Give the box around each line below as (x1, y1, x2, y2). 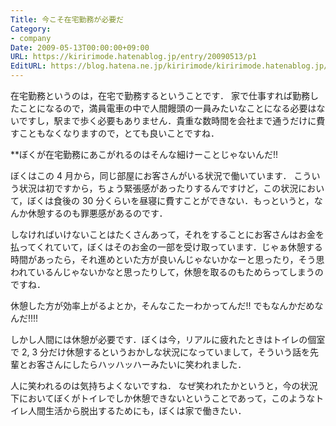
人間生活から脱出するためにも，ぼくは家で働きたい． (27, 405, 247, 416)
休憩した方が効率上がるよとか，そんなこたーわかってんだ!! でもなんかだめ (10, 300, 315, 311)
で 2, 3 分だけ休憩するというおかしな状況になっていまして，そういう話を (10, 346, 310, 358)
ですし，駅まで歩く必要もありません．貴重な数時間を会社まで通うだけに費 (18, 115, 326, 126)
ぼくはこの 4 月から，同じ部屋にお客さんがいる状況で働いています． (10, 170, 292, 181)
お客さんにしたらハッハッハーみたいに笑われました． (27, 359, 247, 370)
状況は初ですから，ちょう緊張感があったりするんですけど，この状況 (18, 182, 299, 194)
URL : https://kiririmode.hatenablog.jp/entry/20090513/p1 (10, 52, 257, 62)
